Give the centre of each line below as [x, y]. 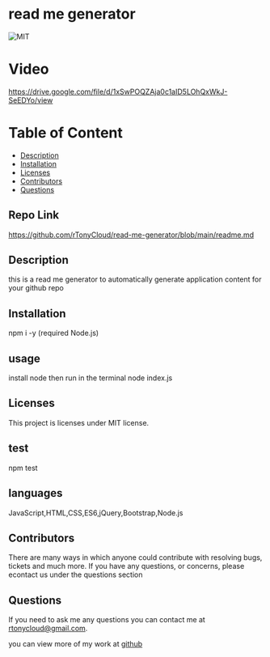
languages [36, 493]
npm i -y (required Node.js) [54, 333]
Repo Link [34, 215]
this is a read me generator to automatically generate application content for [135, 279]
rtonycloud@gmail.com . [48, 629]
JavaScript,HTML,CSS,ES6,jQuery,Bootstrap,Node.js [96, 513]
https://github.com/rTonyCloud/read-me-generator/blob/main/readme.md [131, 235]
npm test [23, 468]
